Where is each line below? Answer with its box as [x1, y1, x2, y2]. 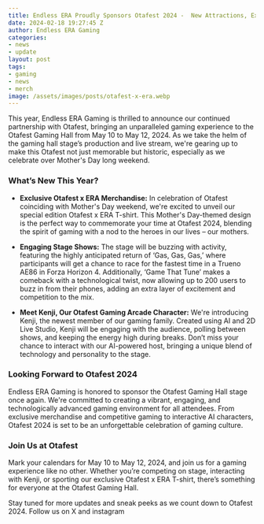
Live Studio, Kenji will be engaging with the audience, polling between [19, 324, 246, 333]
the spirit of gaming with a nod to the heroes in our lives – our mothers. [19, 226, 250, 236]
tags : [8, 63, 26, 71]
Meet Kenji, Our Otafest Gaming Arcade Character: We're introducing [19, 307, 249, 317]
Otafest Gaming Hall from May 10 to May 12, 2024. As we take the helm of [8, 131, 247, 140]
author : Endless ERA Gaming [8, 26, 101, 34]
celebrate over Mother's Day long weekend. [8, 155, 150, 165]
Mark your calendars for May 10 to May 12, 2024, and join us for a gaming [8, 458, 247, 467]
